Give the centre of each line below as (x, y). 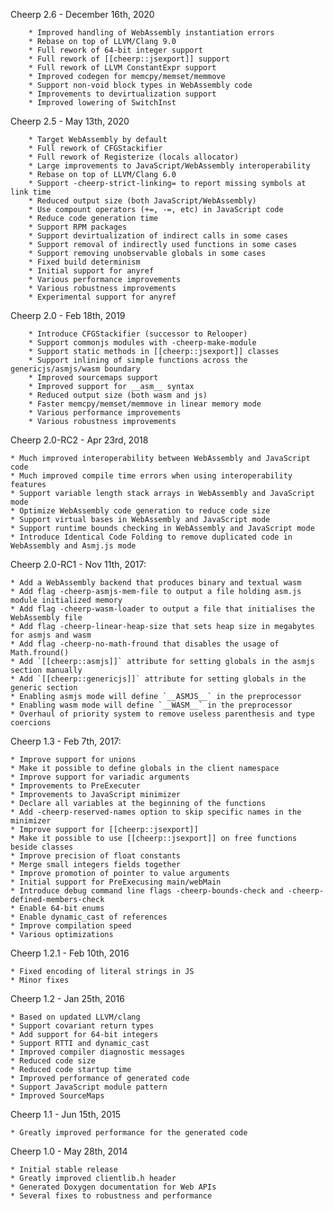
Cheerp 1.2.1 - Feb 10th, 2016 (70, 953)
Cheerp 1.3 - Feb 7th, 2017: (66, 741)
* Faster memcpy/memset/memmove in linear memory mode (145, 404)
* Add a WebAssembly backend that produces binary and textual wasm (156, 583)
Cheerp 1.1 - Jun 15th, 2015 (66, 1114)
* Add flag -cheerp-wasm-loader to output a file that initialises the (162, 609)
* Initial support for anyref (91, 271)
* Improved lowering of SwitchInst (102, 103)
